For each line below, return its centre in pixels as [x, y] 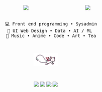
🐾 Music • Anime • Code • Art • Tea [51, 36]
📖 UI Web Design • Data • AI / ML [50, 31]
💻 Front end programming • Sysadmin [51, 24]
